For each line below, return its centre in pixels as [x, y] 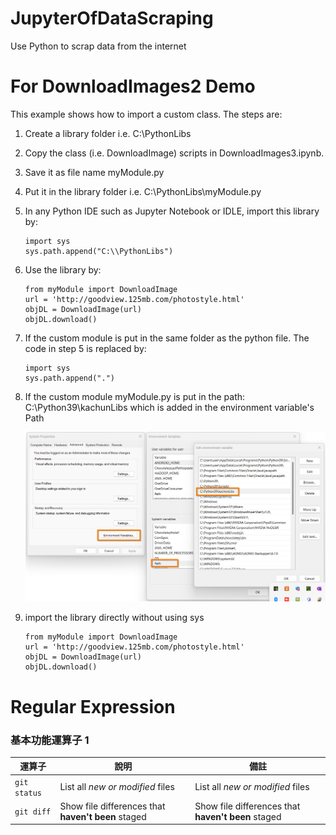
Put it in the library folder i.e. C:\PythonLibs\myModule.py [143, 191]
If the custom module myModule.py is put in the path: [135, 396]
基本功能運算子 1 [50, 740]
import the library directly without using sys [114, 618]
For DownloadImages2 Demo [133, 86]
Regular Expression [93, 706]
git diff [33, 812]
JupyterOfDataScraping [112, 18]
